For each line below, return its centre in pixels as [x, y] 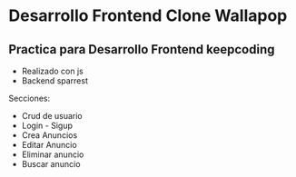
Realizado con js [52, 71]
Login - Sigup [47, 125]
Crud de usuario [52, 116]
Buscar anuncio [51, 164]
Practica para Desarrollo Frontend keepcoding [142, 49]
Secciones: [30, 98]
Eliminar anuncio [53, 154]
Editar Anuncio [49, 145]
